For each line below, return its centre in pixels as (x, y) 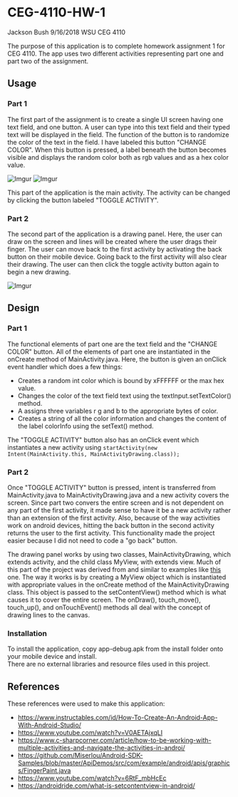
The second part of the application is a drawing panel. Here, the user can (115, 234)
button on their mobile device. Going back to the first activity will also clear (117, 257)
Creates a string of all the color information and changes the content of (122, 418)
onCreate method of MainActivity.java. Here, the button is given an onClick (117, 359)
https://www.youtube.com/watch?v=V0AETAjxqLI (90, 733)
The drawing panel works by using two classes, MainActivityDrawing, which (119, 554)
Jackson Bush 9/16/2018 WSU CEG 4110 (67, 32)
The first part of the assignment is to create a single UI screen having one (115, 119)
